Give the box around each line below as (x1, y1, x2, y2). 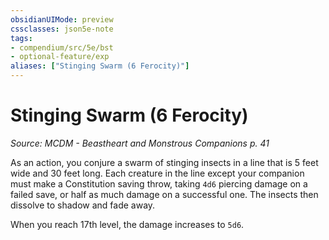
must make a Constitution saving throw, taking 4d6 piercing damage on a (10, 177, 308, 190)
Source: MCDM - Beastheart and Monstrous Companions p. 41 (10, 137, 270, 149)
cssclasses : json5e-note (10, 24, 114, 34)
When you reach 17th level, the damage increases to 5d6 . (10, 218, 245, 230)
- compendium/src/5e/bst (10, 42, 114, 53)
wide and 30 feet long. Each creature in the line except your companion (10, 167, 305, 179)
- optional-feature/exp (10, 52, 110, 62)
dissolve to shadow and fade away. (10, 199, 156, 211)
